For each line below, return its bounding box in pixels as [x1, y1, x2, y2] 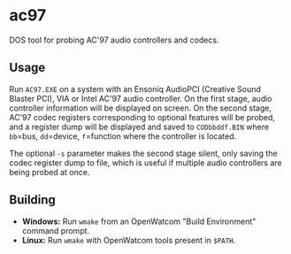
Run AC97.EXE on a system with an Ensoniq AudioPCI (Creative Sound [9, 83, 261, 94]
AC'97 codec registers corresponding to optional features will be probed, [9, 112, 276, 122]
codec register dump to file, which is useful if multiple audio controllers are [9, 157, 283, 168]
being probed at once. [9, 166, 90, 177]
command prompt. [21, 225, 90, 235]
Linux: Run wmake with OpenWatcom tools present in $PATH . [21, 235, 236, 245]
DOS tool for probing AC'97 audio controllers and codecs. [9, 35, 219, 45]
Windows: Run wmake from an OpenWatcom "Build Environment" [21, 216, 257, 227]
